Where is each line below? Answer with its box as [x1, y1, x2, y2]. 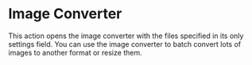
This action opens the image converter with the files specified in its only [8, 31, 244, 40]
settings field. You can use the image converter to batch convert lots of [8, 39, 242, 48]
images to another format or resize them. [8, 48, 142, 57]
